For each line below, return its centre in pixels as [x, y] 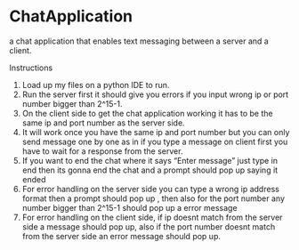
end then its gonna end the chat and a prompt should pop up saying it [150, 170]
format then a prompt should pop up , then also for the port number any [154, 198]
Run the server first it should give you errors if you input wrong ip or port [155, 94]
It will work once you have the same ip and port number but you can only [156, 132]
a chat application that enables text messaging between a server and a [139, 41]
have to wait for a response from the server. [102, 151]
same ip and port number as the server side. [103, 123]
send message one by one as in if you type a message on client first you [155, 141]
